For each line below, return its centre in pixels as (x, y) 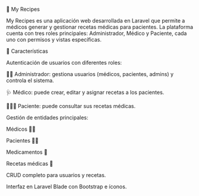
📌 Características (27, 51)
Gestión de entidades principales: (47, 118)
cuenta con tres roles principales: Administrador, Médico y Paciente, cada (97, 33)
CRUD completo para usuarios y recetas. (56, 175)
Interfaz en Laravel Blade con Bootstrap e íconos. (67, 186)
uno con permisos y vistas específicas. (54, 39)
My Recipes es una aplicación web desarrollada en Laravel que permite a (96, 20)
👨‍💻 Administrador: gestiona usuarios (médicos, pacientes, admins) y (90, 74)
